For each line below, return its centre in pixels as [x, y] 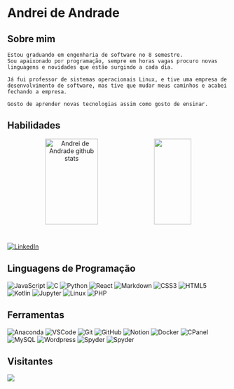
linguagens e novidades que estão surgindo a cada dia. [90, 67]
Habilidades [34, 125]
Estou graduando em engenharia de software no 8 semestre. [95, 55]
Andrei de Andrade [64, 13]
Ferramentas [36, 315]
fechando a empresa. [37, 92]
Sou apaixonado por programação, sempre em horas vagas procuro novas [112, 61]
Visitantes [30, 362]
